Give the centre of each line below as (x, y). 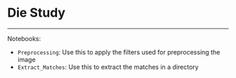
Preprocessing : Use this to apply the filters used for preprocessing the (119, 52)
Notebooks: (24, 38)
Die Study (36, 13)
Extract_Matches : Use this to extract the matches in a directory (108, 67)
